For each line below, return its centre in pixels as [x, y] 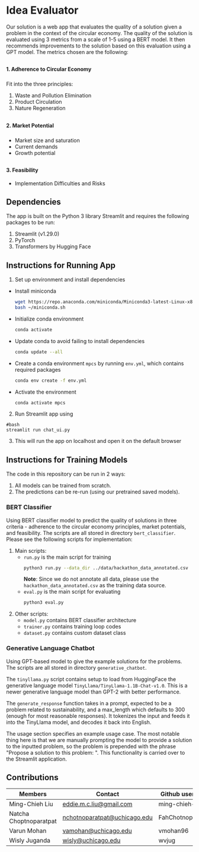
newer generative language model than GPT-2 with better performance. [94, 692]
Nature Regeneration [40, 108]
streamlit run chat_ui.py [38, 430]
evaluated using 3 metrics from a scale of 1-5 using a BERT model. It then [96, 39]
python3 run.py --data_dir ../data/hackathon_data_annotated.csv [106, 568]
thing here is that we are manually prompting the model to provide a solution [99, 740]
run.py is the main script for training [67, 557]
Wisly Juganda [30, 841]
